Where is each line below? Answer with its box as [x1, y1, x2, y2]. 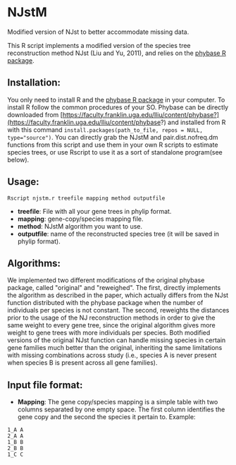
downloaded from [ [7, 110, 63, 119]
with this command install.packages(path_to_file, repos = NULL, [7, 125, 203, 134]
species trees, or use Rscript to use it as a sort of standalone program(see [7, 147, 223, 156]
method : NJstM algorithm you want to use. [17, 222, 143, 230]
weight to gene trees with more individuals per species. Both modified [7, 329, 211, 337]
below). [7, 155, 30, 164]
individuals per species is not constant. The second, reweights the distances [7, 306, 230, 315]
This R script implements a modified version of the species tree [7, 41, 191, 49]
